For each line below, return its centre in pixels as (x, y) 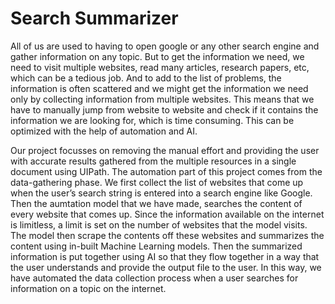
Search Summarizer (94, 18)
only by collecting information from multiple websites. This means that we (162, 99)
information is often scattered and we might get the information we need (159, 88)
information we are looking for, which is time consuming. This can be (152, 120)
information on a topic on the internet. (88, 288)
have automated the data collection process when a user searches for (154, 278)
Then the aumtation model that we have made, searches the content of (156, 203)
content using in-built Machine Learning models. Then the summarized (156, 246)
